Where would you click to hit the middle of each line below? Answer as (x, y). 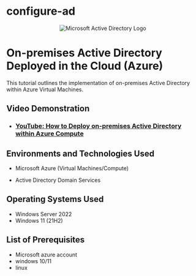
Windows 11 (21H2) (39, 220)
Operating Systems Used (55, 199)
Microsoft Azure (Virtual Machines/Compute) (72, 168)
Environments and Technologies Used (81, 153)
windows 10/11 (33, 261)
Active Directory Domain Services (58, 180)
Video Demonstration (48, 109)
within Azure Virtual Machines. (45, 89)
